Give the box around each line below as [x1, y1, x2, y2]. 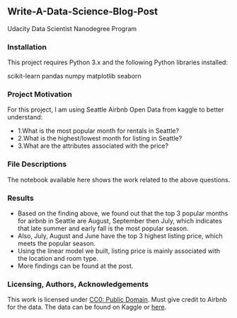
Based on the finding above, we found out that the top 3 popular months [17, 209, 229, 218]
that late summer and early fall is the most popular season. [17, 224, 189, 232]
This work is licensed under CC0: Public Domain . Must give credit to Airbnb [7, 295, 228, 304]
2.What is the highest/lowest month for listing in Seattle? [17, 134, 183, 143]
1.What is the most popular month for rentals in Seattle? [17, 126, 179, 135]
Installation [7, 42, 47, 52]
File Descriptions [7, 159, 67, 169]
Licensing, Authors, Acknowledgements [7, 279, 149, 289]
